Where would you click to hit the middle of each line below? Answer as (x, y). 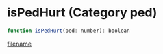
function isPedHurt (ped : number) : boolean (68, 31)
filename (20, 44)
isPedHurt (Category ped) (82, 13)
